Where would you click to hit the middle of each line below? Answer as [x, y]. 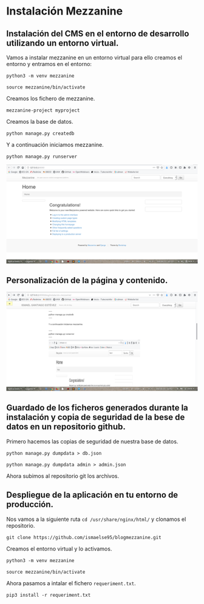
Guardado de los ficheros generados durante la [97, 408]
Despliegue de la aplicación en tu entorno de [92, 495]
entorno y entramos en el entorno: [49, 64]
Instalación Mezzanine [65, 11]
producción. [30, 505]
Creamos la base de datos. [40, 122]
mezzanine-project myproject [43, 110]
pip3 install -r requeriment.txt [49, 595]
